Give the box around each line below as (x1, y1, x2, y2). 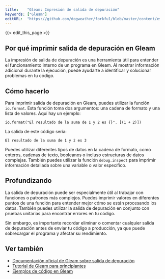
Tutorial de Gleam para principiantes (12, 263, 86, 269)
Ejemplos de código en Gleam (12, 268, 73, 274)
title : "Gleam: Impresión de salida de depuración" (5, 7, 120, 12)
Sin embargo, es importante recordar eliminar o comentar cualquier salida (5, 220, 155, 226)
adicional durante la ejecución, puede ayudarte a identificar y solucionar (5, 67, 151, 74)
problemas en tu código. (5, 73, 55, 79)
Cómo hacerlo (5, 87, 50, 95)
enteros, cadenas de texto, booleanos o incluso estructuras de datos (5, 152, 144, 158)
